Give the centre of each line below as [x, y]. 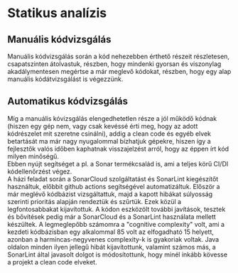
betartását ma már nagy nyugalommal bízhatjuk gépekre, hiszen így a [109, 141]
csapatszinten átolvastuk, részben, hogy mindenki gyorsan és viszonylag [114, 64]
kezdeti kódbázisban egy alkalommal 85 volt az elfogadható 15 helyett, [111, 232]
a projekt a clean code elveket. [52, 262]
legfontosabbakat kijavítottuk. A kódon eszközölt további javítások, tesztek [117, 209]
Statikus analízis [57, 13]
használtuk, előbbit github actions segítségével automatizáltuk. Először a [114, 186]
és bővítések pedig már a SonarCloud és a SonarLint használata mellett [112, 216]
